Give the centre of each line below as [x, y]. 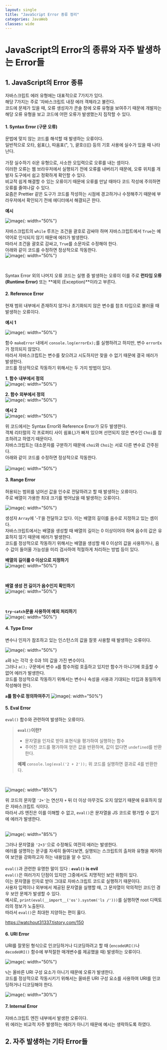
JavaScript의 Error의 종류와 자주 [70, 50]
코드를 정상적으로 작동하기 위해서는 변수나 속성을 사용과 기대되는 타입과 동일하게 [83, 679]
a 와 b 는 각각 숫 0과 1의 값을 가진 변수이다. [45, 660]
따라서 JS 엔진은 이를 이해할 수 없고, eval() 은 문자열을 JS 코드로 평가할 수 [78, 813]
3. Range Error [20, 480]
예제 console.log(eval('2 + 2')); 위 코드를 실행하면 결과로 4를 [81, 764]
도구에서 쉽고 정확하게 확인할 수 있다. [50, 175]
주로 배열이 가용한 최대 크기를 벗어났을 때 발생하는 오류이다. [63, 498]
